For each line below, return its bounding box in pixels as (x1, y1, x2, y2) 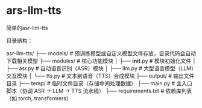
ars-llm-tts (6, 4, 62, 17)
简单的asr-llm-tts (6, 24, 48, 31)
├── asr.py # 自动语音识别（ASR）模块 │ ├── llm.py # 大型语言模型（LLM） (6, 64, 194, 72)
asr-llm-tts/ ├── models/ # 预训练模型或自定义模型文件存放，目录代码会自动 (6, 49, 196, 57)
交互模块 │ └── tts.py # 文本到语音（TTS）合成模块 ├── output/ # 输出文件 (6, 72, 195, 79)
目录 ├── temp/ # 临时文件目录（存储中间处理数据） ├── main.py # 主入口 (6, 79, 193, 87)
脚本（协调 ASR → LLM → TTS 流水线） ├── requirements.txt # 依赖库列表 (6, 87, 192, 94)
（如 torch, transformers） (6, 94, 72, 102)
